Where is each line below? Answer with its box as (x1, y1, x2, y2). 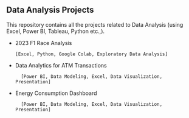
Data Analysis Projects (6, 5, 94, 15)
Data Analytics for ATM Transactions (15, 61, 108, 69)
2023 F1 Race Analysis (15, 39, 72, 46)
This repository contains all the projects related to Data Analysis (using (6, 21, 184, 28)
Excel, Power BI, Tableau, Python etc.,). (6, 27, 105, 35)
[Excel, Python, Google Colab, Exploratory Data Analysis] (15, 51, 168, 57)
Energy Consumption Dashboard (15, 89, 97, 97)
